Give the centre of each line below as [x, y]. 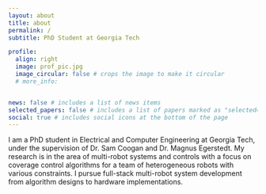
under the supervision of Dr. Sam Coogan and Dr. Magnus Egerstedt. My [127, 148]
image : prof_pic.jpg [49, 67]
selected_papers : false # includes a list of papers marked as [115, 110]
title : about [30, 23]
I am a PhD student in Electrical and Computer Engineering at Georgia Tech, [132, 140]
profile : [23, 52]
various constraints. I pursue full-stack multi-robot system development [125, 173]
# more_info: [37, 81]
